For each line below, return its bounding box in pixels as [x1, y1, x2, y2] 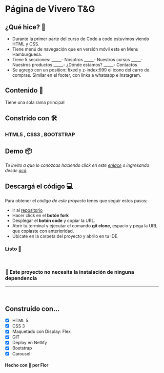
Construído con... [5, 305, 60, 313]
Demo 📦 [5, 147, 32, 155]
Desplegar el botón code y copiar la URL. [12, 218, 96, 223]
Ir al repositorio [12, 207, 43, 213]
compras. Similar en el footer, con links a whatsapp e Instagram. [12, 72, 142, 78]
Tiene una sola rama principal [5, 99, 65, 105]
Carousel [12, 351, 31, 356]
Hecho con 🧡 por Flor [5, 362, 49, 368]
